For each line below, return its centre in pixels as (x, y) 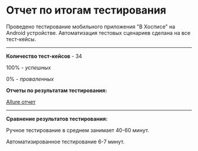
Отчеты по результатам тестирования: (57, 90)
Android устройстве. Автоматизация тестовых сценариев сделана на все (98, 32)
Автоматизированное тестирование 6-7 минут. (65, 142)
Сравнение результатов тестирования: (57, 119)
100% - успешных (29, 67)
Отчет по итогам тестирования (86, 10)
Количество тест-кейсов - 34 (44, 56)
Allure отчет (21, 101)
